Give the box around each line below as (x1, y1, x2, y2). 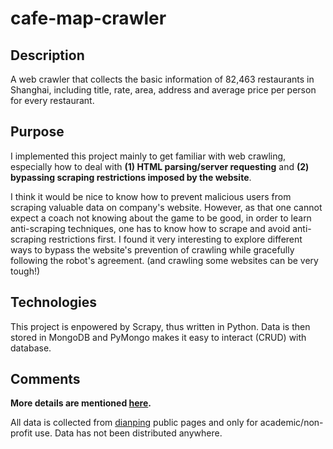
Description (10, 47, 85, 64)
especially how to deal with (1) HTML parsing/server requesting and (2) (10, 160, 310, 172)
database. (10, 342, 52, 354)
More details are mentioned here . (10, 397, 152, 409)
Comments (10, 371, 81, 388)
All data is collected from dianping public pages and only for (10, 417, 258, 429)
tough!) (10, 265, 41, 277)
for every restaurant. (10, 95, 95, 106)
